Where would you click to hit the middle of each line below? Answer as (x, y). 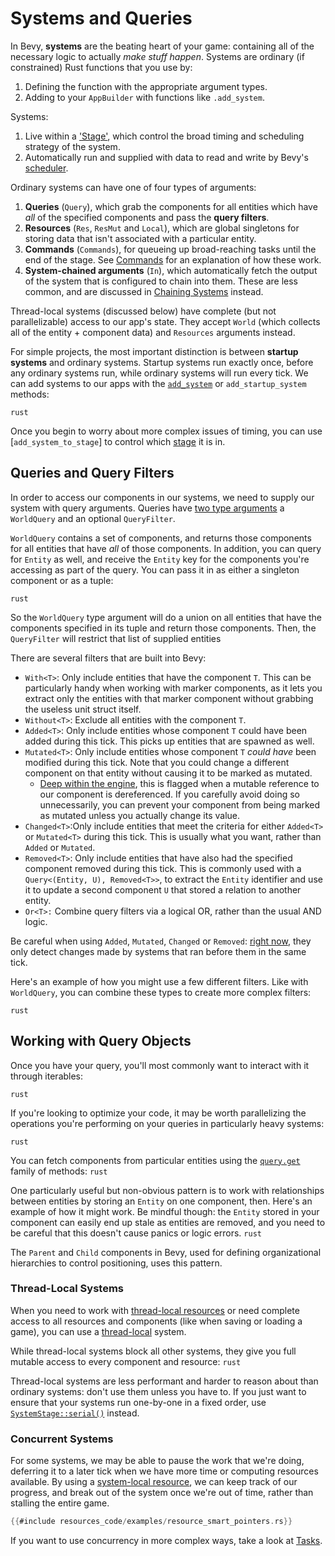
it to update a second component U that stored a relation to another (163, 889)
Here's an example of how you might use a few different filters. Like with (159, 981)
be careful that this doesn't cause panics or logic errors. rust (136, 1233)
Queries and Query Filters (92, 473)
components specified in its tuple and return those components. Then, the (163, 628)
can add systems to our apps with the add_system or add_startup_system (158, 383)
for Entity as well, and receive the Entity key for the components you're (160, 559)
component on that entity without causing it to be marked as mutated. (168, 773)
